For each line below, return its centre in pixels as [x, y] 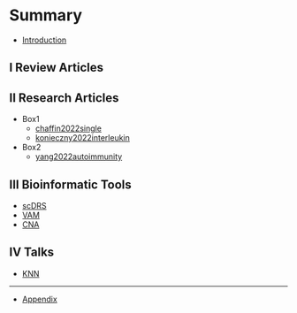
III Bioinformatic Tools [71, 184]
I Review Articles [57, 68]
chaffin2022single [68, 128]
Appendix [39, 299]
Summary [46, 15]
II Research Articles [64, 98]
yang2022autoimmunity [79, 156]
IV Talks [32, 252]
